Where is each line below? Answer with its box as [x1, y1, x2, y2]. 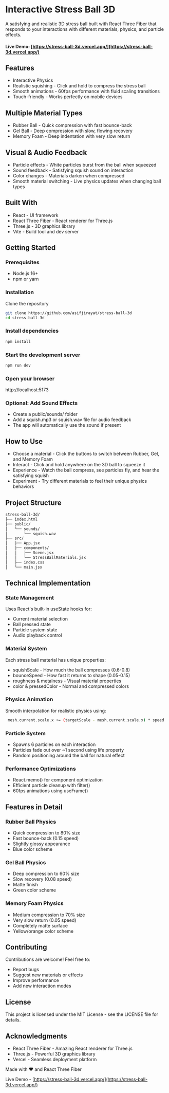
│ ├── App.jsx [5, 541, 40, 546]
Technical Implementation [5, 578, 91, 587]
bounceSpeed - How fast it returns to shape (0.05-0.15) [12, 672, 130, 678]
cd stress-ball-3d [5, 315, 45, 320]
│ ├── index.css [5, 559, 45, 565]
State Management [5, 594, 54, 601]
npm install [5, 339, 31, 344]
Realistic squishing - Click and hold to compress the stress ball [12, 83, 146, 89]
